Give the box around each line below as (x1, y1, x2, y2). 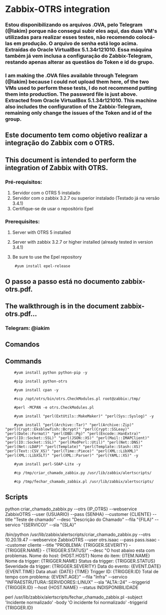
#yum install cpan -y (14, 388, 58, 393)
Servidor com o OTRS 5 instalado (12, 190, 81, 196)
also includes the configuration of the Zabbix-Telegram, (5, 103, 142, 110)
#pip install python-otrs (14, 379, 68, 384)
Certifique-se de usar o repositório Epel (12, 206, 94, 212)
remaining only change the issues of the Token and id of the (5, 110, 152, 117)
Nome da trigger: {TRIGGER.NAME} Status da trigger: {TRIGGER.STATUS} (5, 558, 156, 564)
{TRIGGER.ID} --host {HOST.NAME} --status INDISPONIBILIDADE (5, 585, 139, 591)
